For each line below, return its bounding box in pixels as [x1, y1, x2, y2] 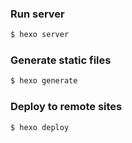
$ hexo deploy [10, 122, 70, 132]
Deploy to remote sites [10, 100, 123, 114]
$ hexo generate [10, 76, 78, 86]
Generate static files [10, 53, 112, 67]
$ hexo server [10, 30, 70, 40]
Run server [10, 7, 65, 21]
